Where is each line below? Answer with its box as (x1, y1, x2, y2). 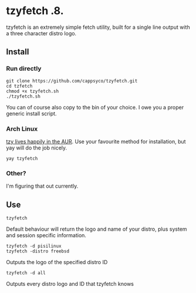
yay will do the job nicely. (6, 144, 67, 151)
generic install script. (6, 110, 57, 117)
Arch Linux (6, 125, 38, 133)
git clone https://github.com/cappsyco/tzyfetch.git (6, 78, 138, 84)
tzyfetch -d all (6, 270, 46, 276)
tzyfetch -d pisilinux (6, 243, 62, 249)
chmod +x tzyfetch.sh (6, 88, 59, 94)
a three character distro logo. (6, 29, 77, 36)
